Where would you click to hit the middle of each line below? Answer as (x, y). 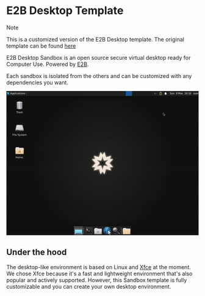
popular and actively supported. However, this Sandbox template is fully (97, 280)
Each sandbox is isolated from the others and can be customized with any (99, 76)
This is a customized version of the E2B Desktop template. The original (95, 39)
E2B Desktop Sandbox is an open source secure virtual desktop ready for (99, 57)
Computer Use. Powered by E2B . (48, 64)
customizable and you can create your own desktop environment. (89, 286)
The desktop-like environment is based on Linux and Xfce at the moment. (99, 267)
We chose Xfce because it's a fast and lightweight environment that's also (99, 273)
